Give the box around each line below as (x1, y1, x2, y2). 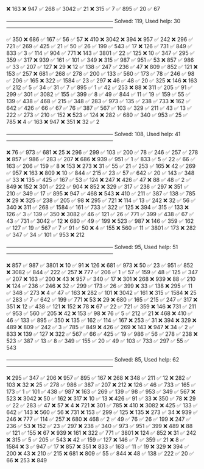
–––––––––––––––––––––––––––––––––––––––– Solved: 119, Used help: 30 (6, 18, 181, 24)
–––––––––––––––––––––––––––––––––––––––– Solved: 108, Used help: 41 (6, 131, 181, 137)
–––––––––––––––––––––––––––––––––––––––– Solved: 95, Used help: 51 (6, 244, 178, 250)
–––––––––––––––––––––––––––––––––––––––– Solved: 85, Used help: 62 (6, 356, 180, 363)
